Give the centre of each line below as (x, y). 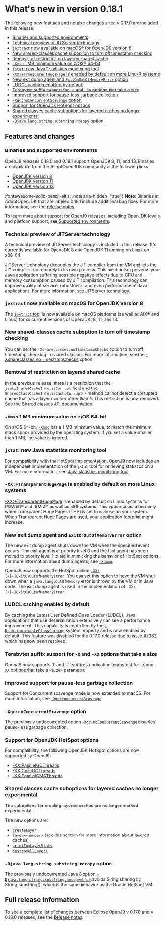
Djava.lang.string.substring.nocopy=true (48, 880)
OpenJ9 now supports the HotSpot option (47, 571)
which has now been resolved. (36, 641)
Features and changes (40, 136)
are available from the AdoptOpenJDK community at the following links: (77, 166)
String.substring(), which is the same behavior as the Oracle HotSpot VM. (79, 885)
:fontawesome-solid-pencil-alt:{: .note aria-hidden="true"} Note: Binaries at (82, 196)
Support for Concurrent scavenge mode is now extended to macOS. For (78, 693)
